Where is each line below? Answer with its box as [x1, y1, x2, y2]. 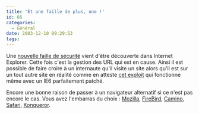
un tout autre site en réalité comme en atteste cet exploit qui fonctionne [6, 71, 181, 78]
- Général [11, 25, 36, 31]
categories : [6, 19, 36, 25]
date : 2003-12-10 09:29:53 [6, 31, 73, 37]
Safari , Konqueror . [6, 102, 50, 108]
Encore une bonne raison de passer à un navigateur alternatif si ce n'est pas [6, 89, 193, 96]
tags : [6, 36, 20, 42]
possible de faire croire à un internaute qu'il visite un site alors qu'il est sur [6, 65, 188, 71]
